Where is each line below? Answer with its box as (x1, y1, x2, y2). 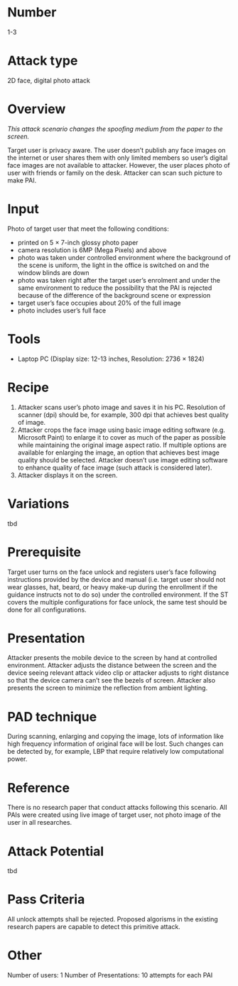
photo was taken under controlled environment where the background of (17, 253, 231, 261)
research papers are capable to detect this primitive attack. (7, 923, 181, 931)
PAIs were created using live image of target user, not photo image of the (7, 811, 222, 819)
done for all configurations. (7, 605, 87, 614)
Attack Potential (7, 843, 104, 860)
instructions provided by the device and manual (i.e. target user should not (7, 575, 226, 583)
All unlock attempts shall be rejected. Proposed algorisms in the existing (7, 915, 218, 923)
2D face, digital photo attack (7, 76, 90, 85)
